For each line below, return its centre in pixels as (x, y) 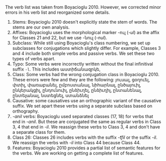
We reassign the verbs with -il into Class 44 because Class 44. (77, 142)
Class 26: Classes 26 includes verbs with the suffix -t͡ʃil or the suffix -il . (85, 137)
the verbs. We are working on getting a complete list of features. (78, 153)
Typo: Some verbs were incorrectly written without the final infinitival (83, 64)
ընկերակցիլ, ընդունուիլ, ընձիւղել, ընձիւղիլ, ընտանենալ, (77, 90)
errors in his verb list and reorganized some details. (57, 12)
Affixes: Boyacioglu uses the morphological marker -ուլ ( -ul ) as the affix (86, 32)
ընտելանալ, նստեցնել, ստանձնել (51, 95)
